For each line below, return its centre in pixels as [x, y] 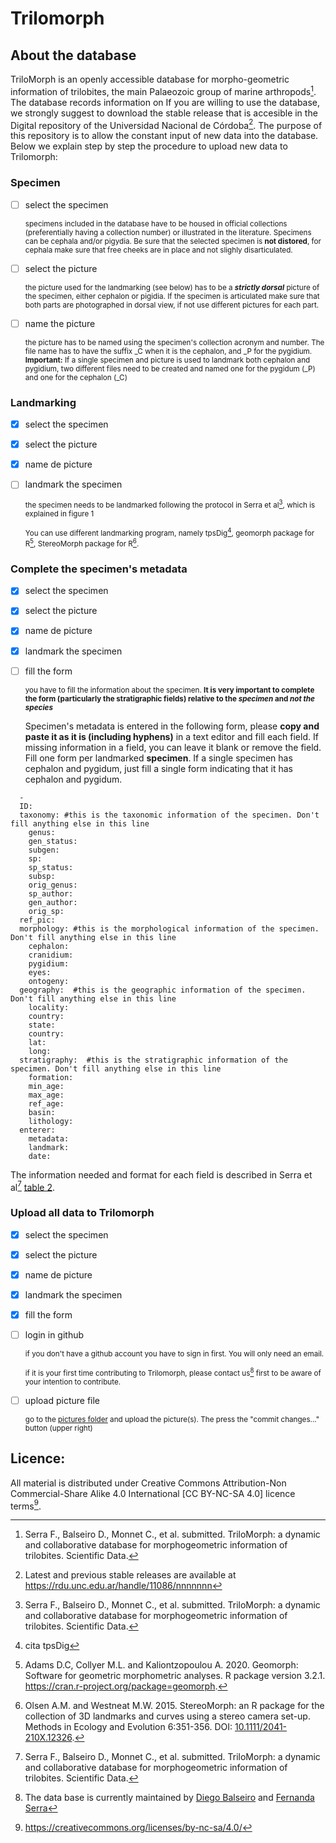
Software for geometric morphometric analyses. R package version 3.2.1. [175, 1676]
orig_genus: [53, 885]
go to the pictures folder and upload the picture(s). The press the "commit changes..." [172, 1419]
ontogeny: [49, 981]
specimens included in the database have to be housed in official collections [156, 223]
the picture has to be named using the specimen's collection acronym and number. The [174, 342]
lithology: [51, 1121]
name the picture [60, 323]
